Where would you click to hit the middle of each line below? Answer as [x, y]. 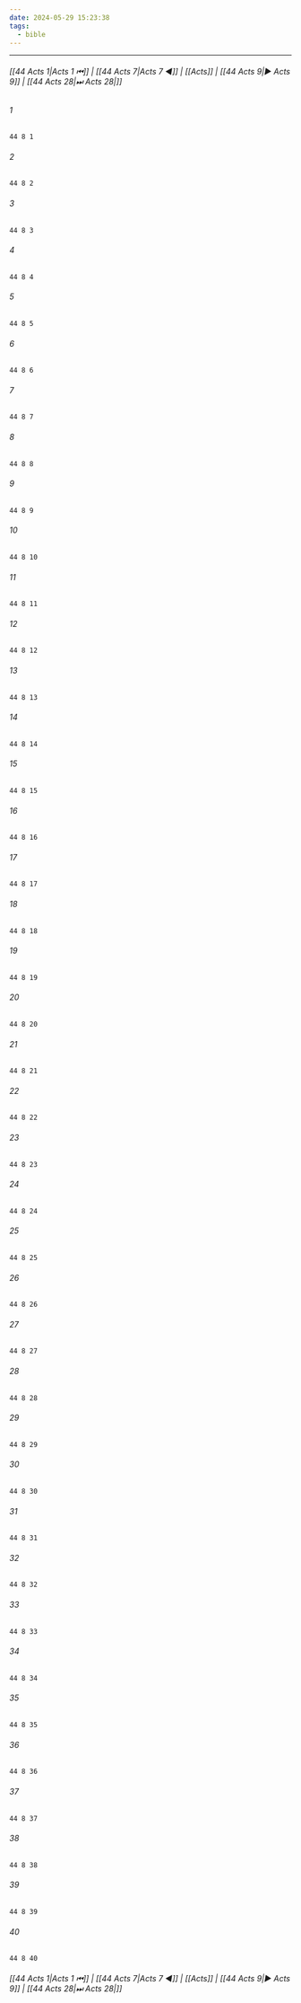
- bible [32, 34]
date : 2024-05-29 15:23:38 [60, 18]
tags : [19, 26]
